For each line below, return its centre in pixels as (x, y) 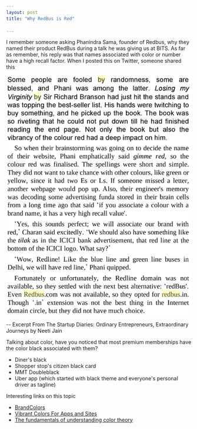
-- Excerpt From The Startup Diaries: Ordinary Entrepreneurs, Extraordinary (97, 324)
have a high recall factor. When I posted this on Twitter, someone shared (94, 61)
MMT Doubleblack (37, 372)
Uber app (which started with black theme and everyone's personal (96, 378)
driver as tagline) (35, 384)
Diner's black (31, 359)
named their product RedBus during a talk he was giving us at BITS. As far (96, 48)
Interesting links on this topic (41, 396)
